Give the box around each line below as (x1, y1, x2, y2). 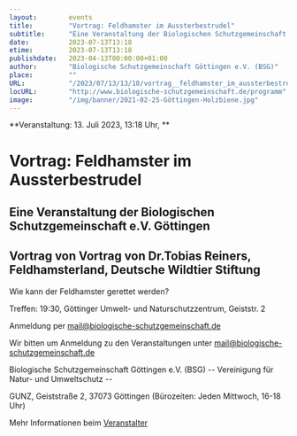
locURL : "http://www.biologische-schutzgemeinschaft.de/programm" (9, 87, 287, 96)
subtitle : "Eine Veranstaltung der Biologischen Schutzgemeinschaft (9, 29, 287, 38)
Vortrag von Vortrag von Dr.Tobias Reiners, (9, 249, 252, 264)
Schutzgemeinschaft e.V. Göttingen (9, 218, 210, 233)
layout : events (9, 12, 93, 22)
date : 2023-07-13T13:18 (9, 37, 133, 47)
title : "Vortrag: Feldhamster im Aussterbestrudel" (9, 21, 236, 30)
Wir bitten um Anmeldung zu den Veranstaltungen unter (9, 338, 213, 348)
